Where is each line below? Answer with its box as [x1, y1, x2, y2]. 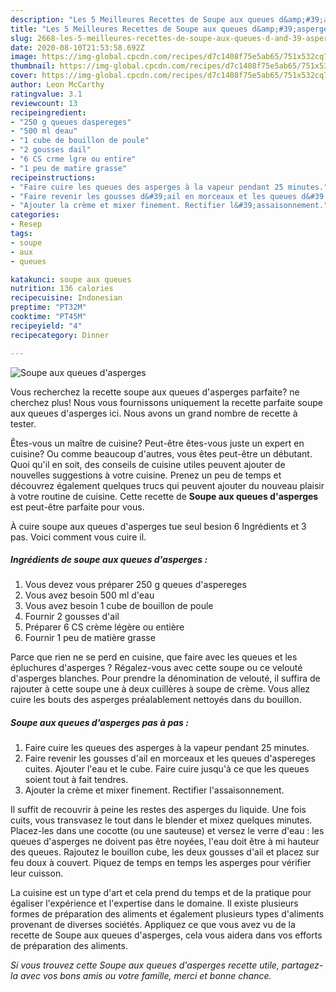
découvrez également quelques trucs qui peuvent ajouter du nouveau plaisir [10, 479, 325, 491]
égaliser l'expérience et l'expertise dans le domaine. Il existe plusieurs [10, 897, 299, 910]
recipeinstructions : [10, 172, 97, 183]
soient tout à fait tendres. [24, 774, 129, 786]
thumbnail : [10, 61, 56, 71]
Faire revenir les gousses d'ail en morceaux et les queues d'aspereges [24, 752, 316, 765]
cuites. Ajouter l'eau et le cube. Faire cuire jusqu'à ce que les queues [24, 763, 310, 775]
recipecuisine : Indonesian [10, 293, 123, 303]
